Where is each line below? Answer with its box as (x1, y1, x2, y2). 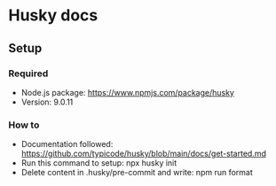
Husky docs (8, 5, 99, 26)
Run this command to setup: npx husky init (20, 158, 177, 168)
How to (8, 119, 40, 131)
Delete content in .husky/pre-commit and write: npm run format (20, 167, 254, 178)
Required (8, 67, 49, 80)
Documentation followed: (20, 139, 114, 150)
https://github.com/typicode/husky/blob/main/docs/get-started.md (20, 148, 267, 159)
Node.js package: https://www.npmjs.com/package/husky (20, 87, 234, 97)
